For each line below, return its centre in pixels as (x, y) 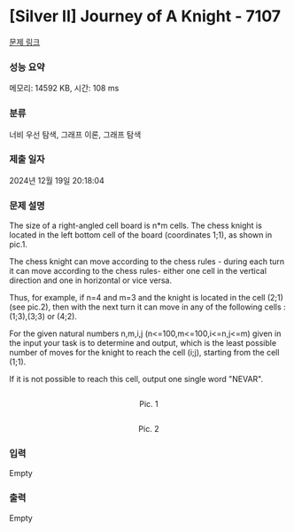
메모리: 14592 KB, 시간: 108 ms (64, 88)
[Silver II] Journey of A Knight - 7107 (145, 16)
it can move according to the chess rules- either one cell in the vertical (138, 271)
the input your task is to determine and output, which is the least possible (143, 343)
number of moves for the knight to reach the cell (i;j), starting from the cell (144, 353)
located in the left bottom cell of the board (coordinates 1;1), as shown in (141, 235)
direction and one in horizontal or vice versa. (91, 280)
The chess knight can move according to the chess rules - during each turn (147, 262)
